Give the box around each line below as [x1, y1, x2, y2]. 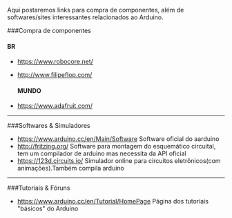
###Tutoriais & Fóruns [7, 184, 70, 192]
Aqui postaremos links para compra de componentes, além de [7, 6, 184, 14]
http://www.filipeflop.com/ [17, 71, 93, 79]
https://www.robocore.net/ [17, 58, 93, 66]
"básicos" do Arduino [17, 204, 79, 212]
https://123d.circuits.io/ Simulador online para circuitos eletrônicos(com [17, 157, 221, 165]
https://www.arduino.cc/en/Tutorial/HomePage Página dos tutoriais [17, 197, 209, 206]
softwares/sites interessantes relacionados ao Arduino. [7, 13, 164, 21]
